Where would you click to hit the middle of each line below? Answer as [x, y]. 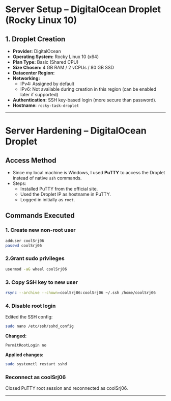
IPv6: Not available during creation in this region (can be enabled [88, 89]
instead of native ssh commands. [47, 178]
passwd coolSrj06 [24, 246]
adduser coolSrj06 [25, 240]
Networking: [26, 78]
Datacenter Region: [34, 73]
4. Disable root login [31, 306]
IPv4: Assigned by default [47, 84]
